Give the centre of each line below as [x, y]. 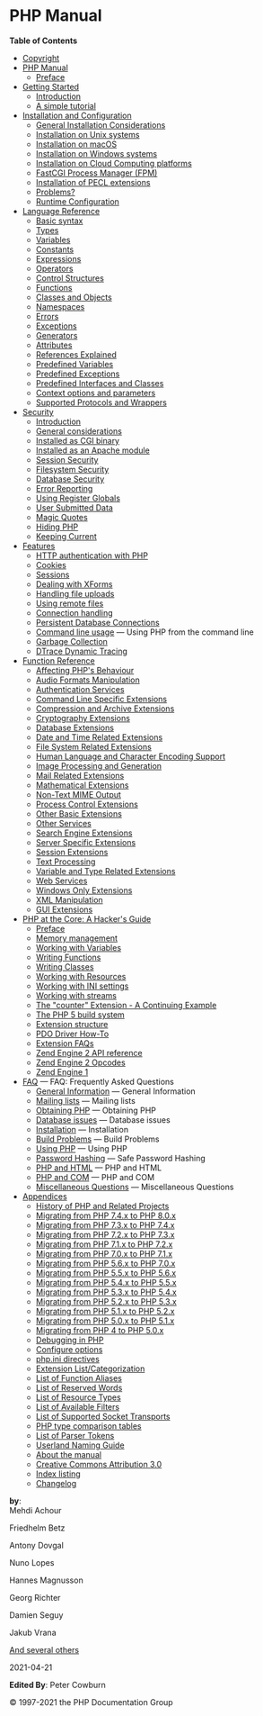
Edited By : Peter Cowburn [57, 1684]
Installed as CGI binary [77, 440]
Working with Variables [79, 947]
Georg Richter [35, 1597]
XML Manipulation [69, 899]
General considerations [79, 431]
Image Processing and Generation [99, 765]
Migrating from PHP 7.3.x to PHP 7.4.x [105, 1224]
